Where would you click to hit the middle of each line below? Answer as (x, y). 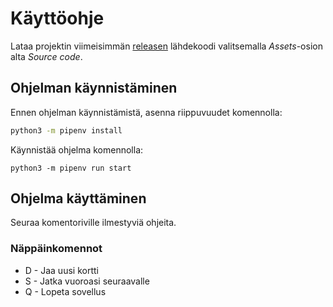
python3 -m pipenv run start (71, 168)
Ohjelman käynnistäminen (94, 88)
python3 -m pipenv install (66, 130)
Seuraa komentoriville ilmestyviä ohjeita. (93, 223)
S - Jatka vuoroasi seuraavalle (87, 281)
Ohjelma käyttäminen (78, 198)
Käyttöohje (57, 18)
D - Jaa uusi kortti (61, 270)
